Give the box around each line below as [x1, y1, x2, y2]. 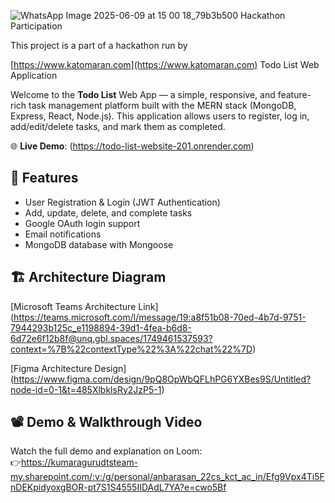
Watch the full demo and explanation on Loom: [10, 445, 203, 457]
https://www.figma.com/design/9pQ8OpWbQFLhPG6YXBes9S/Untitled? [13, 373, 312, 385]
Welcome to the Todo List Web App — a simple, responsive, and [10, 89, 276, 100]
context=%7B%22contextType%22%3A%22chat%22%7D [10, 343, 253, 355]
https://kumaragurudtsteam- [21, 456, 139, 469]
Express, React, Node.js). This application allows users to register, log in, [10, 110, 310, 122]
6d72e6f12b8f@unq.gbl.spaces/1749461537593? [10, 332, 213, 344]
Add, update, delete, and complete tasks [24, 206, 193, 219]
